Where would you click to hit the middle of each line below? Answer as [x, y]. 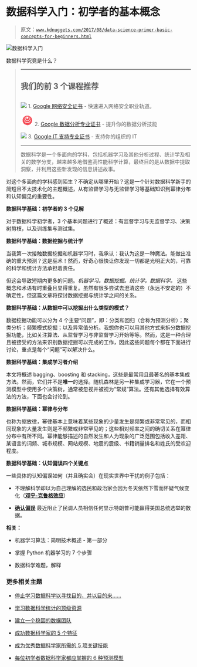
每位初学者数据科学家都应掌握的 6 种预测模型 [69, 658]
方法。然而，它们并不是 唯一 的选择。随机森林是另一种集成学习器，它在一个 [96, 381]
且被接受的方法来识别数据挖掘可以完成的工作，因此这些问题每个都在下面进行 [98, 342]
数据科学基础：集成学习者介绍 [42, 362]
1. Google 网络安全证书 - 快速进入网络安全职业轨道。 [91, 106]
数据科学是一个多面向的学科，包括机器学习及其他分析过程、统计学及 [103, 154]
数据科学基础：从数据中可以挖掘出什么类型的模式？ [68, 307]
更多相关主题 [24, 581]
